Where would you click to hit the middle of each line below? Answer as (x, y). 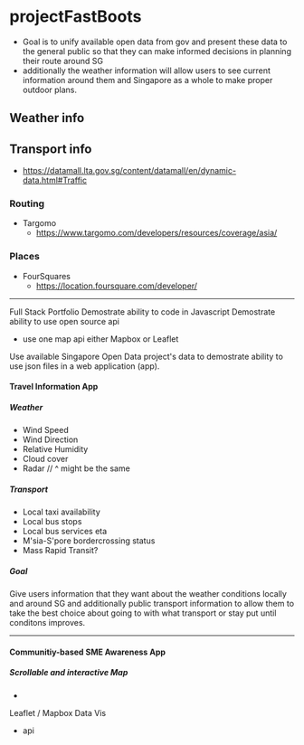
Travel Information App (54, 387)
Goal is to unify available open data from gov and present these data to (155, 42)
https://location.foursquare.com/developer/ (116, 286)
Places (25, 257)
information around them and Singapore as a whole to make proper (147, 80)
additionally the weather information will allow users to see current (147, 71)
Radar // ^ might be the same (76, 468)
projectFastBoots (76, 17)
